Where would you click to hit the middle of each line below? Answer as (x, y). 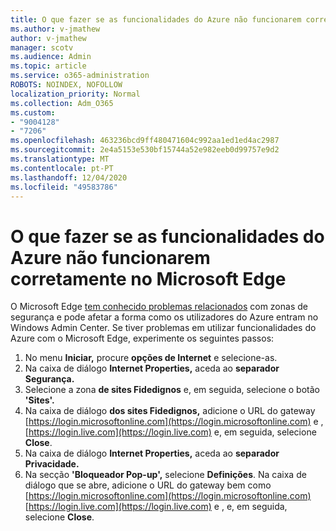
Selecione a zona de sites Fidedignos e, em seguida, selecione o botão (172, 390)
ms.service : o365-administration (80, 76)
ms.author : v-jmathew (55, 29)
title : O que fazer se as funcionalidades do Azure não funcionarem (156, 19)
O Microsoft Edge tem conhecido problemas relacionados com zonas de (159, 307)
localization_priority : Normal (75, 94)
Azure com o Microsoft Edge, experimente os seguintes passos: (142, 338)
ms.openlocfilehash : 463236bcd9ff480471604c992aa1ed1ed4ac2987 (145, 141)
